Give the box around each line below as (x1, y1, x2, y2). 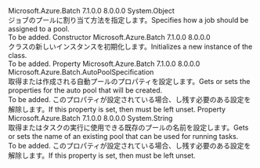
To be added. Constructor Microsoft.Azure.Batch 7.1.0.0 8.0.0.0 (8, 33, 211, 42)
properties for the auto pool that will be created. (8, 86, 163, 95)
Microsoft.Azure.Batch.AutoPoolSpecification (8, 68, 154, 76)
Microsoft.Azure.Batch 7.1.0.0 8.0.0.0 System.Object (8, 6, 175, 15)
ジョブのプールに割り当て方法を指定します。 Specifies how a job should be (8, 16, 249, 24)
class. (8, 51, 27, 60)
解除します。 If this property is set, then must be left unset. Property (8, 104, 226, 114)
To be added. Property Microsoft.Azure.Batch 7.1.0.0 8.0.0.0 (8, 59, 200, 68)
